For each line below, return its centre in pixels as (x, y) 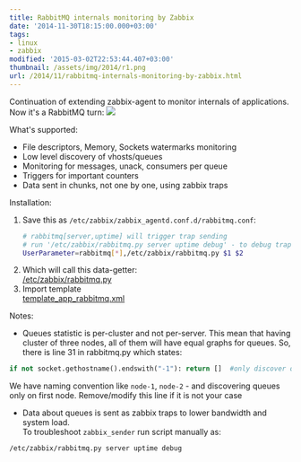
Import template (52, 289)
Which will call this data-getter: (79, 270)
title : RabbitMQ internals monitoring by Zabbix (102, 17)
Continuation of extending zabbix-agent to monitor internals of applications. (149, 101)
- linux (24, 43)
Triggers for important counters (80, 175)
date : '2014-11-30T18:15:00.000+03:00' (84, 26)
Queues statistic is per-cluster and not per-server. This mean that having (156, 334)
